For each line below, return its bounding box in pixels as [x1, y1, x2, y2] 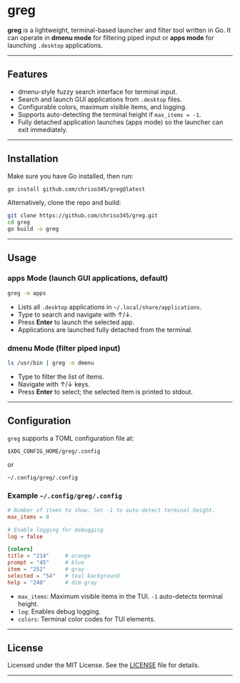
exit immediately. [17, 125, 68, 134]
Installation [7, 153, 59, 165]
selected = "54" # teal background [7, 572, 120, 579]
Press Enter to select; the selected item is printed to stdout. [17, 387, 193, 396]
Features [7, 69, 48, 81]
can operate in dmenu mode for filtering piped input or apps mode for [7, 33, 214, 41]
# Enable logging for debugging [7, 526, 104, 534]
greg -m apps [7, 289, 46, 296]
